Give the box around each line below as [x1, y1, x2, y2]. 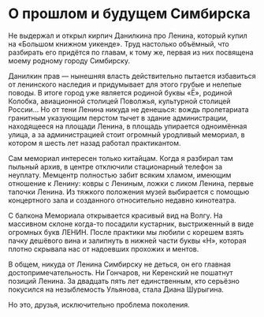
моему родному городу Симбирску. [8, 56, 130, 65]
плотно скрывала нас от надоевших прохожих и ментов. [8, 244, 199, 253]
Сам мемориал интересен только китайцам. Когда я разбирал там [8, 153, 234, 162]
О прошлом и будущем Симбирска [8, 5, 251, 23]
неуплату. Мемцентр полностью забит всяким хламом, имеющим [8, 170, 232, 180]
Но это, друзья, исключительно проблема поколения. [8, 300, 191, 309]
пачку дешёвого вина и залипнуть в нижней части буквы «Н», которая [8, 236, 247, 245]
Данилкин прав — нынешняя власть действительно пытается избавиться [8, 71, 256, 80]
